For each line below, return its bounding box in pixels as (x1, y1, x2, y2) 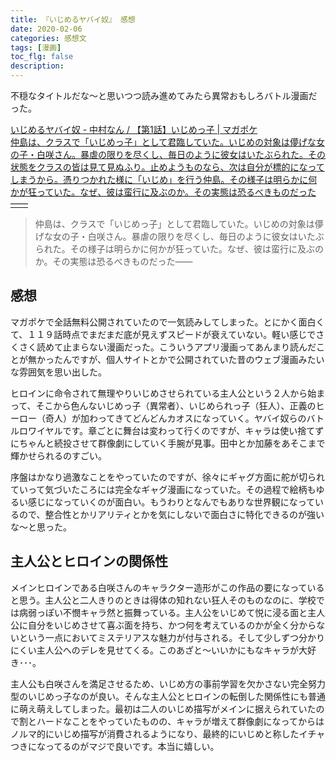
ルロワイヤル (10, 424, 63, 436)
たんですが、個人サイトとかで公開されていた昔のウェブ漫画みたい (53, 353, 325, 365)
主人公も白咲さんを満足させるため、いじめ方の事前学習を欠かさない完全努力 (10, 677, 326, 690)
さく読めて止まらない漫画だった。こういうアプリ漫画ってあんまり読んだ (18, 341, 317, 353)
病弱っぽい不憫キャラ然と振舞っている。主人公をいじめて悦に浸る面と (18, 606, 308, 618)
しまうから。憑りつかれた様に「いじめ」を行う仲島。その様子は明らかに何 (10, 174, 318, 185)
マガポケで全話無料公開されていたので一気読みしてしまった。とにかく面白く (10, 316, 325, 328)
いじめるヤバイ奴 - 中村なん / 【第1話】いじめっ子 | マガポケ (10, 124, 258, 135)
